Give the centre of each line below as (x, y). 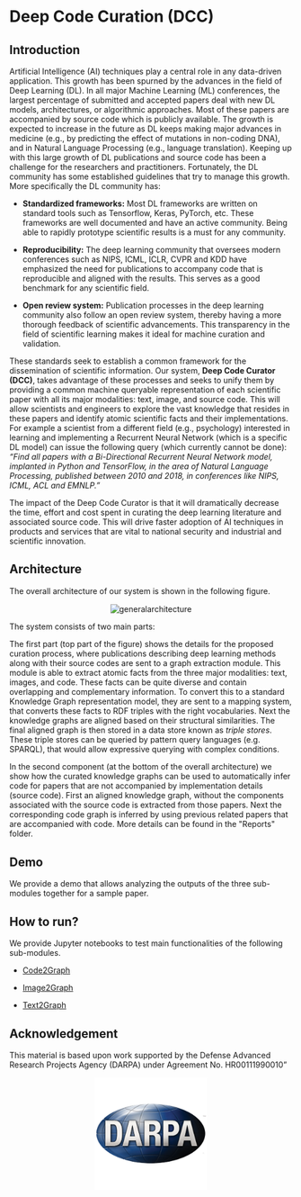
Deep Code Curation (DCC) (111, 17)
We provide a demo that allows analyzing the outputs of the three (130, 884)
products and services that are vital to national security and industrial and (146, 531)
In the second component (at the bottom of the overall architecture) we (141, 767)
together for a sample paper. (96, 894)
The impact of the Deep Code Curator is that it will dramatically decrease (144, 503)
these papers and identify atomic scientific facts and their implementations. (149, 418)
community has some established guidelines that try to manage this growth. (150, 176)
